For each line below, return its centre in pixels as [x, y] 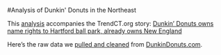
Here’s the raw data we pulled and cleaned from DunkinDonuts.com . [105, 44]
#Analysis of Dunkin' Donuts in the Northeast [72, 10]
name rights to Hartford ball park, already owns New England [95, 31]
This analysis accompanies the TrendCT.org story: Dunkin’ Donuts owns [110, 23]
